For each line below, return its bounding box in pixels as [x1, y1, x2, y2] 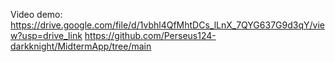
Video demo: [10, 9, 63, 20]
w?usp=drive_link [10, 30, 83, 41]
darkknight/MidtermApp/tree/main [10, 40, 152, 52]
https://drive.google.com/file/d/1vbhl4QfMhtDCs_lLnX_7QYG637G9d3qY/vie [10, 19, 325, 31]
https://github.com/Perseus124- [84, 30, 217, 41]
